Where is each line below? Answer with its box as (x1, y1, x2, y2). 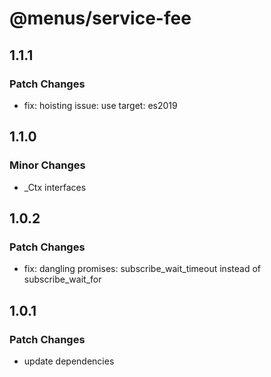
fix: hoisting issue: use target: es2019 (23, 99, 178, 111)
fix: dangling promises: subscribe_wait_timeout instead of (23, 263, 261, 275)
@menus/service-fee (9, 7, 192, 30)
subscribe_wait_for (23, 273, 102, 286)
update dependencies (23, 355, 115, 367)
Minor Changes (9, 158, 86, 172)
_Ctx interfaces (23, 181, 87, 193)
